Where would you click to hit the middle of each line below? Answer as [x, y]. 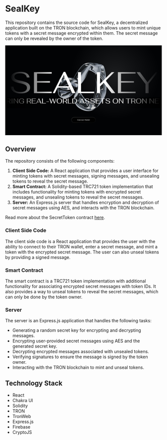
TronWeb [22, 417]
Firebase [21, 427]
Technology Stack [34, 383]
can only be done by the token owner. [44, 297]
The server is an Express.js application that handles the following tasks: [78, 321]
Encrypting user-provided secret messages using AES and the [76, 341]
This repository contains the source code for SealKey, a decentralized [77, 22]
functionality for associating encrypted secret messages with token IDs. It [81, 286]
